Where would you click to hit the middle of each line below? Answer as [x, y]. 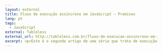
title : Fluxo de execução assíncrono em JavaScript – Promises [70, 14]
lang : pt [14, 18]
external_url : [19, 37]
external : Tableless [26, 32]
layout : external [23, 9]
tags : [10, 23]
